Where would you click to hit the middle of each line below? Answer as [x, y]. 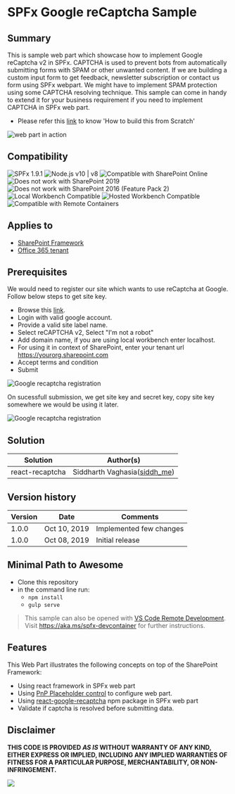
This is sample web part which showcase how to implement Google [105, 55]
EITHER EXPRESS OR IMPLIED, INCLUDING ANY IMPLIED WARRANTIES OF [118, 755]
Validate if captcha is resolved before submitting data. [96, 708]
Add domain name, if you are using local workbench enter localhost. [116, 340]
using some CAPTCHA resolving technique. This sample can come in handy [117, 92]
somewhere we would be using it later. [63, 404]
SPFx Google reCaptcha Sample [102, 12]
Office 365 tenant [43, 250]
